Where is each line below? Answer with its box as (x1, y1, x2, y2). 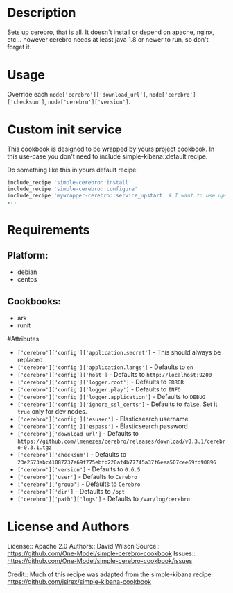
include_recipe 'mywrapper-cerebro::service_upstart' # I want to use (7, 192, 216, 199)
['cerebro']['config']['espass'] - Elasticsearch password (17, 422, 189, 430)
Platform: (7, 249, 49, 261)
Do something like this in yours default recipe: (7, 165, 139, 174)
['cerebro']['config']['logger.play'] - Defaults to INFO (17, 385, 181, 393)
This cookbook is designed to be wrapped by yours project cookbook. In (7, 145, 215, 153)
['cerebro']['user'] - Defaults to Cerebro (17, 473, 137, 481)
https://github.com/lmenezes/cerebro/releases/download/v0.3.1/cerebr (17, 438, 226, 446)
